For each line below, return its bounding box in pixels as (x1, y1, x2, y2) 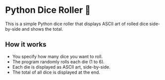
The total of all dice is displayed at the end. (12, 69, 101, 75)
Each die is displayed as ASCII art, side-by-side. (12, 64, 110, 70)
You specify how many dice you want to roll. (12, 53, 103, 59)
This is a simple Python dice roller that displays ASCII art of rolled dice (5, 21, 149, 27)
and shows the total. (21, 26, 63, 32)
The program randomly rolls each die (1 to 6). (12, 59, 105, 65)
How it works (5, 40, 47, 49)
